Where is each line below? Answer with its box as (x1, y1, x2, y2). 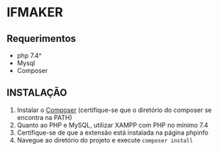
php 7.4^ (16, 51, 42, 60)
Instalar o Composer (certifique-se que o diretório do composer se (16, 106, 212, 114)
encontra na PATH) (16, 113, 72, 121)
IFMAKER (6, 4, 63, 21)
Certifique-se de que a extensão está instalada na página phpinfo (16, 128, 208, 137)
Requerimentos (6, 33, 77, 45)
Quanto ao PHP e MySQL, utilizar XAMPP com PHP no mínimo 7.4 (16, 121, 208, 129)
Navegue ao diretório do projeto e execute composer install (16, 135, 193, 144)
